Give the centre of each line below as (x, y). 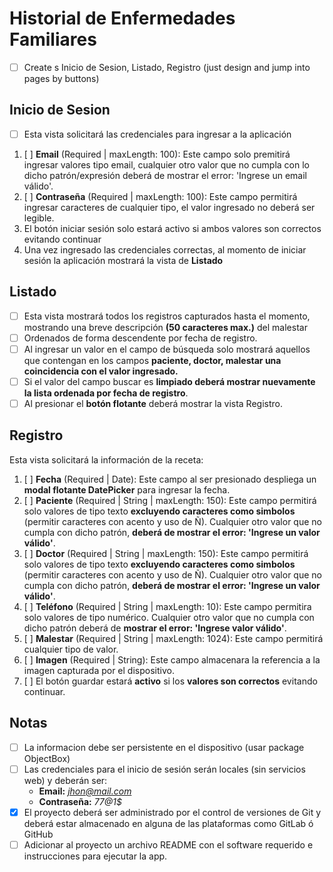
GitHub (38, 834)
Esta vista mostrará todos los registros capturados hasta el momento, (167, 316)
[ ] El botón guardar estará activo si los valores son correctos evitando (170, 681)
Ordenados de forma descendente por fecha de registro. (140, 338)
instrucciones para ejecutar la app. (95, 856)
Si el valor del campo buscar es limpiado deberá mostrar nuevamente (169, 381)
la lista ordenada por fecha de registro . (106, 393)
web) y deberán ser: (65, 780)
